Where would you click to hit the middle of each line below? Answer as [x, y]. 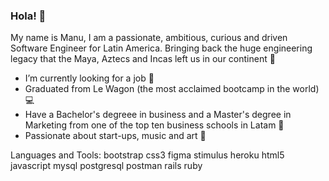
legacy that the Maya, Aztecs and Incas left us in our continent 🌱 [143, 59]
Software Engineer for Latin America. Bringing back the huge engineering [161, 48]
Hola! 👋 [28, 16]
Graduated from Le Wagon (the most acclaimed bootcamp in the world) [172, 89]
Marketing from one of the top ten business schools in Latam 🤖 [154, 125]
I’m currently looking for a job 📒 [89, 78]
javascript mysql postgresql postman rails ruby [106, 166]
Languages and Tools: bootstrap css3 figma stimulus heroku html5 [147, 155]
